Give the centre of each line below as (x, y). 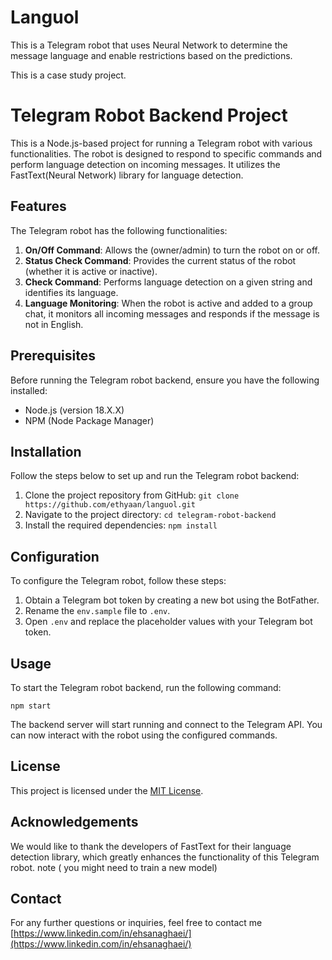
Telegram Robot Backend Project (149, 115)
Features (38, 206)
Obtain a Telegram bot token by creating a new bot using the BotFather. (172, 600)
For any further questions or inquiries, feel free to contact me (136, 923)
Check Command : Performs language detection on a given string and (168, 282)
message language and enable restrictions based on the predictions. (151, 55)
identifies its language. (71, 292)
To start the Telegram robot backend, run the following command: (146, 687)
